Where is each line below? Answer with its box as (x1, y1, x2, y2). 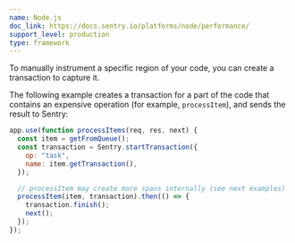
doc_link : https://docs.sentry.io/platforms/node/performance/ (9, 22, 250, 30)
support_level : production (9, 30, 110, 39)
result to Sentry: (9, 108, 69, 119)
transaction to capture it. (9, 73, 100, 83)
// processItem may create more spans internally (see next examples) (17, 184, 286, 193)
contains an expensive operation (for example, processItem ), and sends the (9, 100, 286, 110)
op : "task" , (25, 151, 70, 160)
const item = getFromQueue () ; (17, 135, 130, 143)
